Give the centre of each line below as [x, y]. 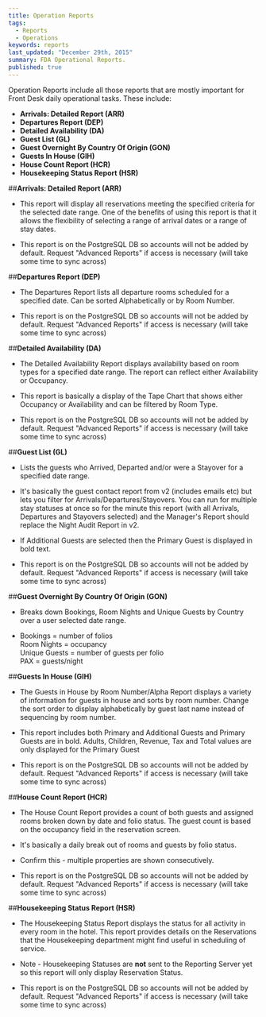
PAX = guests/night [51, 661]
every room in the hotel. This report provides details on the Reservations [138, 931]
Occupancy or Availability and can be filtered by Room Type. [119, 404]
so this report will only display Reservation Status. [101, 972]
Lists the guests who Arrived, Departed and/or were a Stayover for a [131, 467]
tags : [17, 23]
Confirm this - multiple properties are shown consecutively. [117, 860]
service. [33, 948]
